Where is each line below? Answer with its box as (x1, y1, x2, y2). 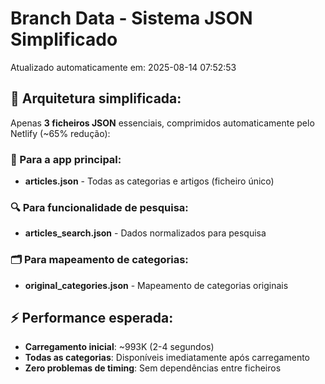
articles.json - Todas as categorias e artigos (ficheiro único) (24, 175, 275, 187)
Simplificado (10, 28, 118, 51)
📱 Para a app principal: (10, 152, 122, 166)
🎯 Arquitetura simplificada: (10, 90, 182, 107)
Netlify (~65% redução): (10, 127, 111, 139)
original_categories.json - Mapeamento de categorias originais (24, 279, 289, 291)
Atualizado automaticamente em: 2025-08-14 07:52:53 (10, 61, 237, 73)
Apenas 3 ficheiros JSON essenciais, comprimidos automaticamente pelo (10, 117, 315, 129)
